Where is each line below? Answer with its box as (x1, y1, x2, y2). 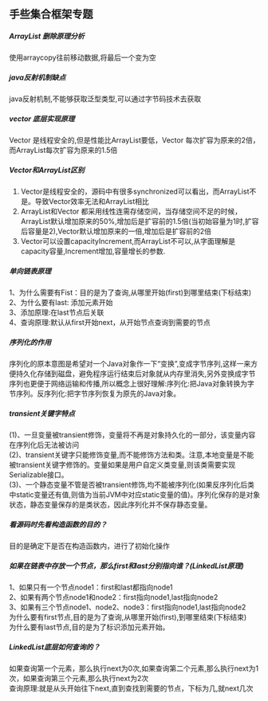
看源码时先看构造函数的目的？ (9, 519, 107, 529)
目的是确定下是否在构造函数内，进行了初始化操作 (9, 541, 170, 551)
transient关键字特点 (9, 409, 75, 418)
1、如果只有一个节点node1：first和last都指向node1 (9, 582, 173, 592)
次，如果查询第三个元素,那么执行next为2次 (9, 674, 149, 683)
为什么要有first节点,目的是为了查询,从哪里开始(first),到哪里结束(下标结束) (9, 613, 247, 622)
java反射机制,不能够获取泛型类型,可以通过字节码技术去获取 (9, 94, 202, 104)
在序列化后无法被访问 (9, 441, 79, 450)
